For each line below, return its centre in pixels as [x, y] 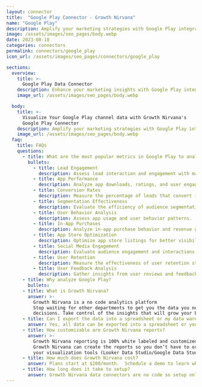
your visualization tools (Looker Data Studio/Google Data [109, 353]
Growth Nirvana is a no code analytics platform [95, 302]
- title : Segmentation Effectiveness [80, 201]
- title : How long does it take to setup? [76, 370]
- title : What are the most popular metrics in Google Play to [103, 156]
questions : [31, 151]
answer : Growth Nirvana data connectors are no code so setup [107, 375]
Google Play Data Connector [57, 84]
